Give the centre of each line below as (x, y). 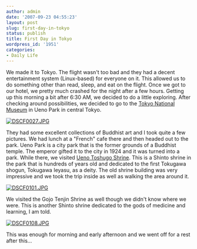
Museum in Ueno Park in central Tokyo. (54, 109)
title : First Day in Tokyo (39, 39)
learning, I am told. (29, 211)
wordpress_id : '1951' (33, 45)
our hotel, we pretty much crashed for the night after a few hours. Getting (95, 91)
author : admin (24, 11)
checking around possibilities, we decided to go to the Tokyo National (91, 103)
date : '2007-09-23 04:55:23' (42, 17)
